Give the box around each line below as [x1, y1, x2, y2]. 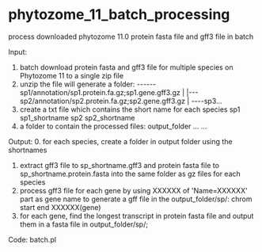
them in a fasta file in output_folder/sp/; [19, 220, 149, 229]
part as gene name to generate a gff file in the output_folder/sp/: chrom [19, 194, 253, 204]
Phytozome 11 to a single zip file [19, 71, 124, 80]
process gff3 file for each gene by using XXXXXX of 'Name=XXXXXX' [19, 185, 248, 195]
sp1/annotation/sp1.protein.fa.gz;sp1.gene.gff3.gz [19, 87, 180, 97]
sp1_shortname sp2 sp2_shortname [19, 113, 136, 122]
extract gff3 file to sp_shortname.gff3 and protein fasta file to [19, 160, 220, 170]
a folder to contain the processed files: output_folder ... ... [19, 121, 207, 131]
